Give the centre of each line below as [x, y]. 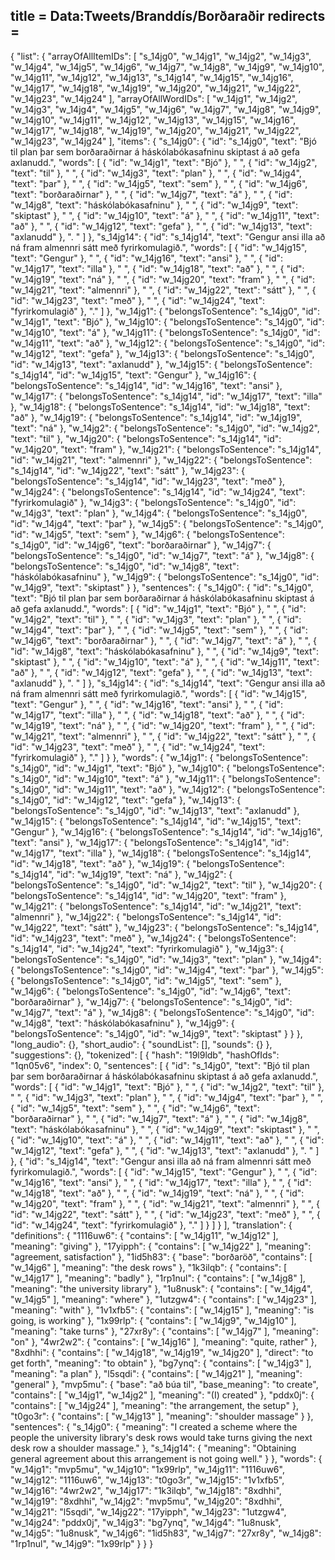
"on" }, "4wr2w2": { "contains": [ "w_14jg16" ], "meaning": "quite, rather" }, [164, 1341]
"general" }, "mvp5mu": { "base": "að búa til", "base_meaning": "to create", [164, 1384]
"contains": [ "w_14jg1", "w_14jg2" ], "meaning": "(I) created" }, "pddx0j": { [162, 1395]
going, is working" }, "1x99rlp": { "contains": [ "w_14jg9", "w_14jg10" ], [153, 1320]
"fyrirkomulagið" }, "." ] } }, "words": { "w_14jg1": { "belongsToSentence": [159, 757]
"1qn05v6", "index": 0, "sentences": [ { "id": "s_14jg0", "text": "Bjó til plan [160, 1065]
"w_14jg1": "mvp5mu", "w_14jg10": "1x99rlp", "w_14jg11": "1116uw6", [147, 1469]
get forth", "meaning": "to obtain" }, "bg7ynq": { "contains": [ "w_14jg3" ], [161, 1363]
